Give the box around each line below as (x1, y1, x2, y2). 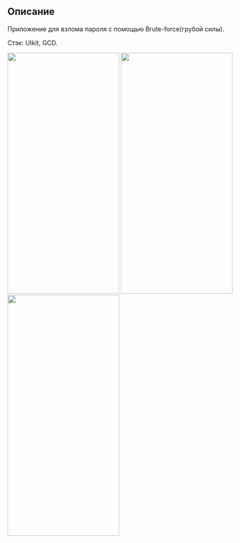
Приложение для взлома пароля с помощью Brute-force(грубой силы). (7, 24, 225, 33)
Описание (7, 6, 55, 18)
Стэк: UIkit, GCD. (7, 39, 59, 47)
